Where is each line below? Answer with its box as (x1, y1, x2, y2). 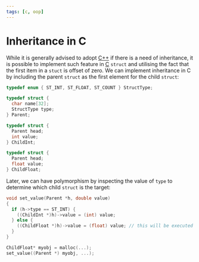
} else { (11, 217, 33, 223)
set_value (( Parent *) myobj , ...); (6, 250, 95, 256)
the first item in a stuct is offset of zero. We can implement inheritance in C (6, 67, 191, 74)
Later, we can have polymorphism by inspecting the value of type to (6, 177, 173, 185)
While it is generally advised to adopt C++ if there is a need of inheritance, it (6, 54, 194, 61)
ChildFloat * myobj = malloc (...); (6, 245, 92, 251)
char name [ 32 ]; (11, 101, 49, 107)
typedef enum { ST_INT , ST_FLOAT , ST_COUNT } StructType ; (6, 85, 153, 91)
